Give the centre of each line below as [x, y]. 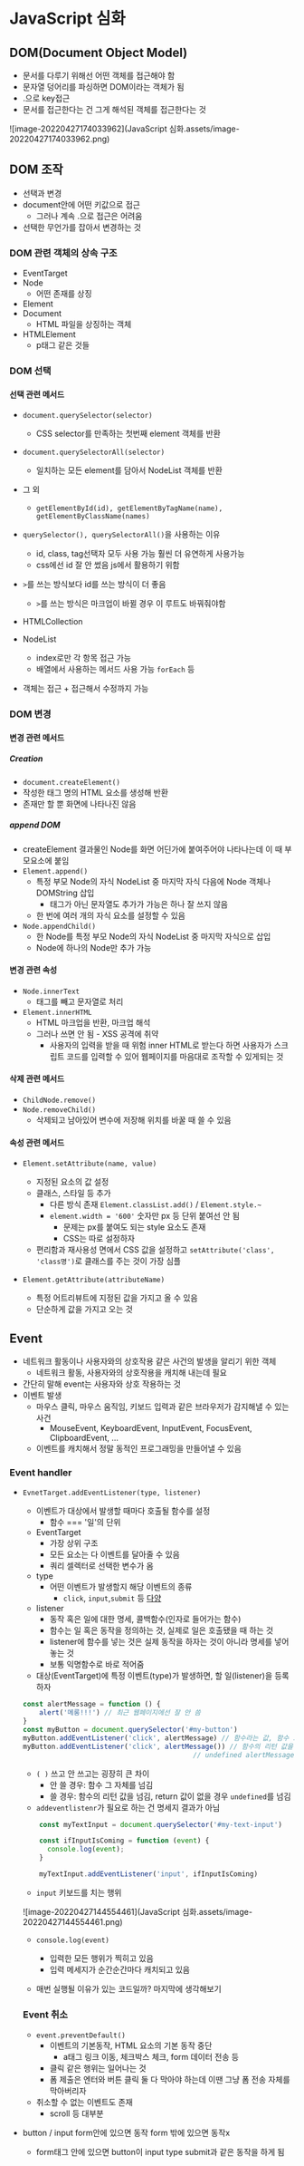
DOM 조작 [36, 170]
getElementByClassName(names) [93, 517]
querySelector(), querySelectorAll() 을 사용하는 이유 [121, 535]
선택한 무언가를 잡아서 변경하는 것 [82, 227]
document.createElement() [71, 782]
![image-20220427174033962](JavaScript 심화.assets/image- [124, 129]
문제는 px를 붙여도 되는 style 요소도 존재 [134, 1227]
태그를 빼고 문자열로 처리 [80, 1001]
